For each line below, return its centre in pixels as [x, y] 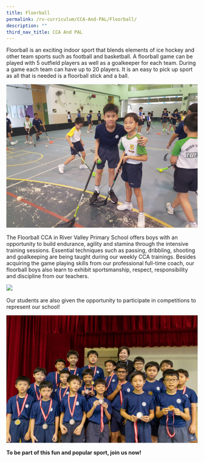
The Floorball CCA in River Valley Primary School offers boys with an [92, 237]
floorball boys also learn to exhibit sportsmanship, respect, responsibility [97, 270]
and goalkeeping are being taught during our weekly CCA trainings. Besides [101, 257]
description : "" [27, 25]
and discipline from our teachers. [48, 276]
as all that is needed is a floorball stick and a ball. [68, 76]
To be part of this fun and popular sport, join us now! [74, 452]
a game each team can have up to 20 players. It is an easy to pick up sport [100, 69]
